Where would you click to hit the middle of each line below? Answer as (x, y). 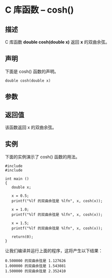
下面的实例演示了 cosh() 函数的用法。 (42, 156)
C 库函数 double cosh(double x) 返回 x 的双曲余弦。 (57, 42)
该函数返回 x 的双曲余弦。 (31, 127)
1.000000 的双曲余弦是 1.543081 (36, 266)
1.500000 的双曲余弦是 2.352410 (36, 271)
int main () (17, 179)
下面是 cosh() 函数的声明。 (32, 71)
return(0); (23, 237)
